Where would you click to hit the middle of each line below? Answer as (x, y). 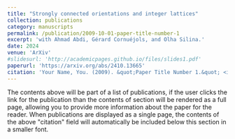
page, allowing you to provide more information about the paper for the (109, 107)
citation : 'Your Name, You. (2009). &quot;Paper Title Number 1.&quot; (114, 72)
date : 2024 (23, 46)
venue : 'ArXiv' (29, 53)
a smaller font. (28, 129)
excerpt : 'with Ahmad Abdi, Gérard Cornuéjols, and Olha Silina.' (106, 40)
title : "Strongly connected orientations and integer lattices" (103, 14)
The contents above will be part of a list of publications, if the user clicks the (117, 92)
